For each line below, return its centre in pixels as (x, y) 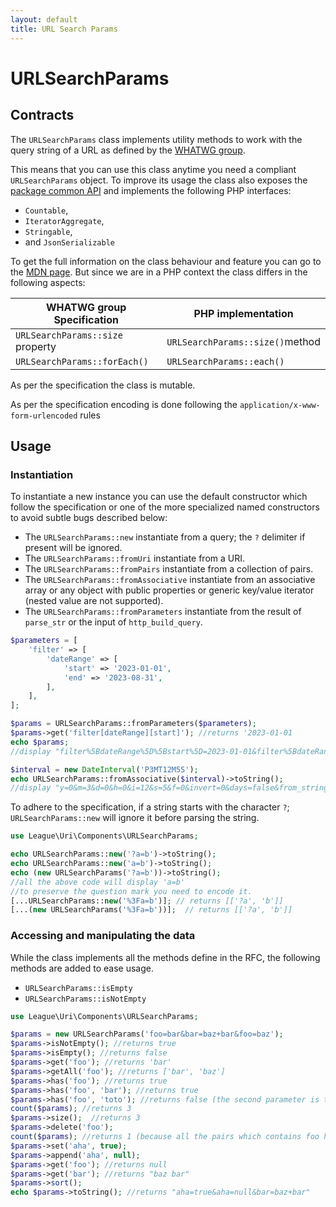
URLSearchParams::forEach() (82, 361)
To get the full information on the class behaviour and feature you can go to (166, 261)
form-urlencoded (44, 416)
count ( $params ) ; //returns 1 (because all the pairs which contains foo (165, 1137)
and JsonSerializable (69, 242)
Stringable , (48, 231)
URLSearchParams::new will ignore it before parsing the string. (135, 818)
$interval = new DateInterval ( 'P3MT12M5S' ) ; (104, 769)
